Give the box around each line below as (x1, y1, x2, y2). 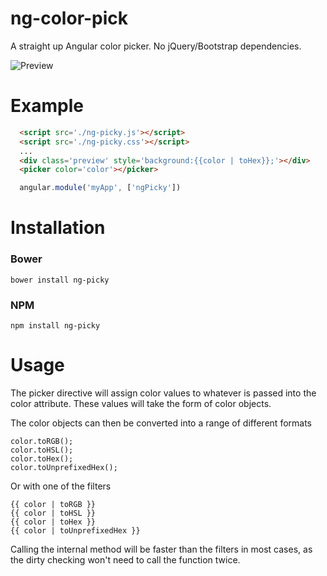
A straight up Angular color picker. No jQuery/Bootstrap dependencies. (10, 40, 302, 52)
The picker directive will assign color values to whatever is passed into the (10, 387, 317, 399)
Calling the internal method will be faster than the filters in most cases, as (10, 543, 313, 555)
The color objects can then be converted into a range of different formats (10, 417, 312, 429)
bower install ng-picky (10, 275, 110, 285)
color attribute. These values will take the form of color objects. (10, 397, 272, 409)
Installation (10, 217, 106, 239)
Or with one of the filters (10, 480, 112, 492)
